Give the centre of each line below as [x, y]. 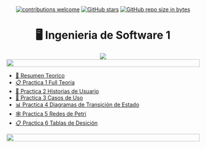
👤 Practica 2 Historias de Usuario [57, 91]
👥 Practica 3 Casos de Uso [49, 97]
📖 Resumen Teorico [40, 75]
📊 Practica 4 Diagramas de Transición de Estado [77, 105]
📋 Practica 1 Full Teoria [45, 82]
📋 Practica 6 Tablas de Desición [56, 123]
